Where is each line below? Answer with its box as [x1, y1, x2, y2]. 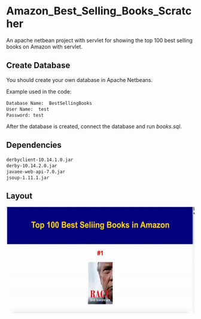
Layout [6, 190, 33, 201]
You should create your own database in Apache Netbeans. [6, 76, 153, 83]
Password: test [6, 112, 44, 118]
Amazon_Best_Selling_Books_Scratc [6, 4, 192, 18]
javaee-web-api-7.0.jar [6, 169, 66, 175]
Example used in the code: [6, 88, 72, 95]
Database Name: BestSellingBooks [6, 100, 93, 106]
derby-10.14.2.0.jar [6, 163, 58, 169]
